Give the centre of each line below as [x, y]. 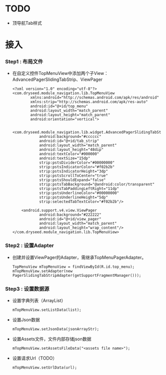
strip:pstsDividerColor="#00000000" [77, 163]
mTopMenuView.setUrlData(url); [45, 368]
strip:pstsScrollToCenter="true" [73, 176]
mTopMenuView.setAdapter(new [42, 271]
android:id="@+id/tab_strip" [69, 141]
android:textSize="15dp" [65, 158]
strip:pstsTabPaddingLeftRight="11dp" [79, 189]
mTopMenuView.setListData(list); [47, 310]
